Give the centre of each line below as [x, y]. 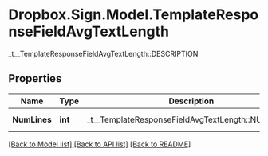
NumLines [32, 119]
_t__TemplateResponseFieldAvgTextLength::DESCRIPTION [103, 53]
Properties [35, 78]
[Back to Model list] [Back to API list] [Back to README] [100, 144]
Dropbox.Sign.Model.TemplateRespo [134, 15]
